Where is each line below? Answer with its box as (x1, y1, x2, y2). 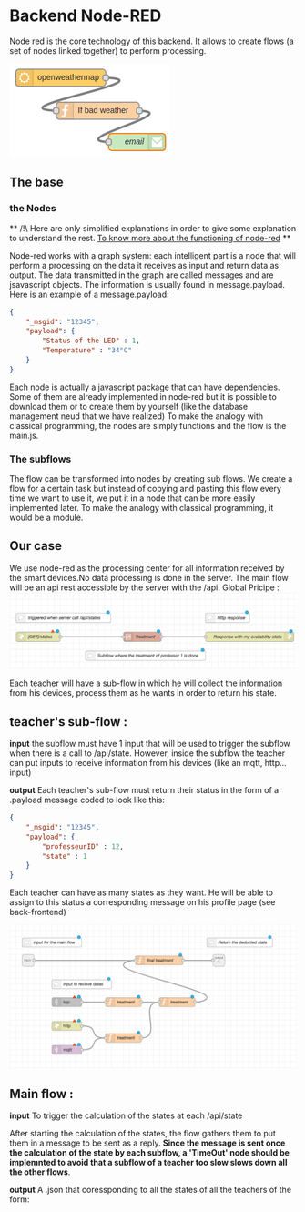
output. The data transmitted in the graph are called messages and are (9, 270, 275, 280)
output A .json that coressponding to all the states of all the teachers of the (9, 1184, 292, 1195)
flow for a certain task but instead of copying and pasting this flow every (9, 484, 282, 494)
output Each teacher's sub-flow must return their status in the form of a (9, 785, 280, 796)
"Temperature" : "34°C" (42, 346, 132, 355)
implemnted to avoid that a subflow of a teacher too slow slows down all (9, 1156, 288, 1167)
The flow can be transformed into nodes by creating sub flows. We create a (9, 474, 293, 484)
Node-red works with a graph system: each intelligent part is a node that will (9, 250, 297, 260)
